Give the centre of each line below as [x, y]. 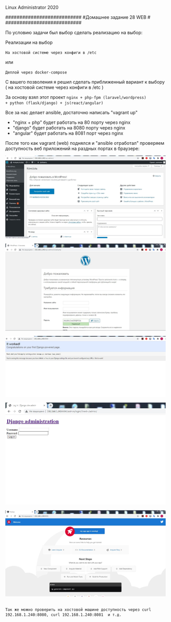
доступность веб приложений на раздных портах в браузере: [73, 148]
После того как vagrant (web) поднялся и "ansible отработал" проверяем [85, 143]
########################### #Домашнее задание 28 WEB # [78, 17]
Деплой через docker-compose [36, 72]
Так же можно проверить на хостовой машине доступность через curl [78, 610]
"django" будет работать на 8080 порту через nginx [69, 128]
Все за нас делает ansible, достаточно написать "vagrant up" [72, 112]
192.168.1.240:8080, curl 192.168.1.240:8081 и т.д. [64, 615]
